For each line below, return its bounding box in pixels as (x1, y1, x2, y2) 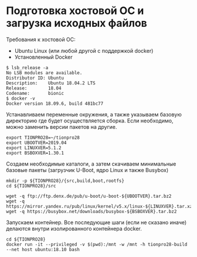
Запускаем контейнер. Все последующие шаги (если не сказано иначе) (6, 218, 187, 226)
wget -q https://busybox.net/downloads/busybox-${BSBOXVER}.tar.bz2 (6, 208, 177, 214)
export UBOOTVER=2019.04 (6, 139, 67, 146)
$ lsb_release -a (6, 64, 49, 71)
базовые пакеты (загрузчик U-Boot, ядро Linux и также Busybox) (6, 166, 169, 173)
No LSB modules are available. (6, 70, 83, 76)
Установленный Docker (14, 53, 73, 60)
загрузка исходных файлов (6, 16, 148, 30)
